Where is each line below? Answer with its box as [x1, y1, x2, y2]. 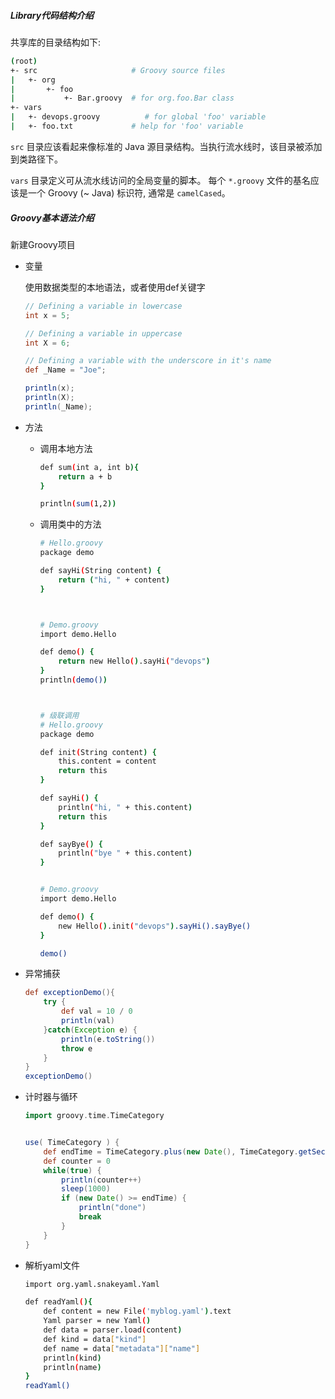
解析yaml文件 [24, 1259, 81, 1271]
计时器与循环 [24, 1091, 78, 1103]
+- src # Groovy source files [10, 65, 226, 75]
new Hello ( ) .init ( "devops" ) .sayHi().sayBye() [58, 921, 252, 931]
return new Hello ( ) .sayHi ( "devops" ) [58, 656, 211, 667]
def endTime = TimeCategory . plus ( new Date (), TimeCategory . [43, 1146, 299, 1157]
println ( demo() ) [39, 675, 108, 685]
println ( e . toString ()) [61, 1034, 156, 1044]
